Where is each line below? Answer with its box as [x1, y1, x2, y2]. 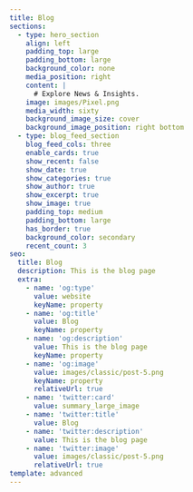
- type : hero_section [17, 30, 100, 39]
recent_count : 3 [25, 241, 88, 251]
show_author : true [25, 182, 95, 192]
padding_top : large [25, 47, 100, 56]
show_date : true [25, 165, 88, 174]
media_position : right [25, 73, 111, 82]
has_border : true [25, 224, 92, 233]
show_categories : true [25, 173, 111, 182]
